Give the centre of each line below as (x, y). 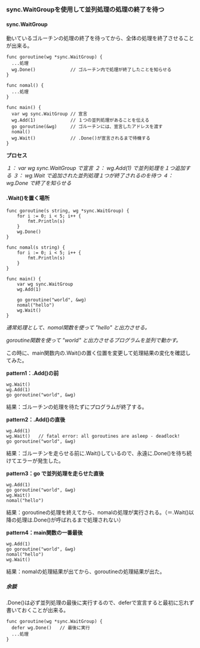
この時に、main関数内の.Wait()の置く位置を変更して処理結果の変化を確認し (99, 353)
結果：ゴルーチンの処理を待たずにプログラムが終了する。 (77, 407)
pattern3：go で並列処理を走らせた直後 (55, 474)
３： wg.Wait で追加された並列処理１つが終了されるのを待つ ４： (93, 175)
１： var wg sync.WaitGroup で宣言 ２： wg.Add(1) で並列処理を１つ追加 (96, 168)
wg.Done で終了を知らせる (39, 183)
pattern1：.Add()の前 (33, 373)
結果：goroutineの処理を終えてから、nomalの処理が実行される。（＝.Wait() (98, 513)
